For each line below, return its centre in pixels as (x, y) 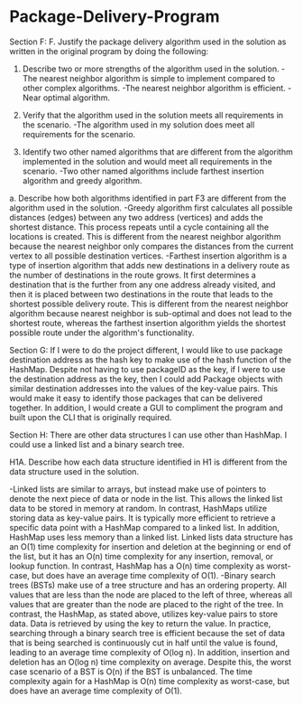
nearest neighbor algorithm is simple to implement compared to (157, 78)
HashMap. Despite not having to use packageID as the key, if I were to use (147, 369)
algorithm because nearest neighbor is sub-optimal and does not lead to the (151, 313)
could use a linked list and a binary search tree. (97, 444)
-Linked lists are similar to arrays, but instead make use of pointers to (138, 489)
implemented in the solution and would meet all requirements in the (147, 161)
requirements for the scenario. (79, 134)
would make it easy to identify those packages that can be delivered (136, 398)
